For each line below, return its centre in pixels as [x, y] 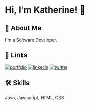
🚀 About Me [23, 28]
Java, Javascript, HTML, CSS [35, 97]
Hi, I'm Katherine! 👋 [45, 10]
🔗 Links [16, 55]
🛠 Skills [18, 83]
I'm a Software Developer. [31, 40]
